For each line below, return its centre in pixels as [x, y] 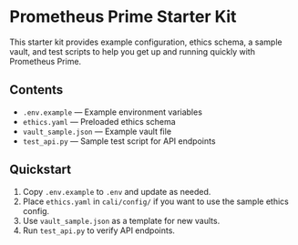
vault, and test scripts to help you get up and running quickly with [132, 51]
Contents [36, 90]
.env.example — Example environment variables [113, 112]
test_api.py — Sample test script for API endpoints [119, 141]
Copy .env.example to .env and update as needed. [117, 191]
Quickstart [41, 170]
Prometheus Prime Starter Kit [123, 17]
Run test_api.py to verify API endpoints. [99, 230]
